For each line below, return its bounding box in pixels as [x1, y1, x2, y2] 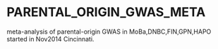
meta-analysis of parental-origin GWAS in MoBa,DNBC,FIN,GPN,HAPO [6, 27, 212, 36]
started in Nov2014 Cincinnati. [6, 34, 95, 43]
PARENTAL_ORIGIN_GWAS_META [6, 4, 206, 20]
